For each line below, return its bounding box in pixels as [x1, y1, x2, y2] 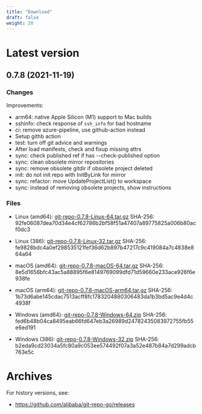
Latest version [6, 46, 80, 60]
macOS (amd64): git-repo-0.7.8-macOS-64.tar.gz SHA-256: [14, 262, 164, 269]
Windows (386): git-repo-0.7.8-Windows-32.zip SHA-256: [14, 336, 160, 343]
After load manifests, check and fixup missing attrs [14, 145, 142, 153]
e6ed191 [14, 323, 36, 331]
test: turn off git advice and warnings [14, 139, 107, 147]
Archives [6, 369, 52, 383]
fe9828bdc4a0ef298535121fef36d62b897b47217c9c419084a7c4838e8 [14, 244, 194, 251]
